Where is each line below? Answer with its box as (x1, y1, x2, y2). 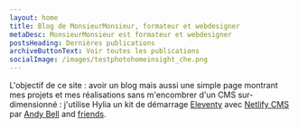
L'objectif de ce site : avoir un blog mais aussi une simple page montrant (9, 80, 278, 90)
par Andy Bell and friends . (9, 109, 107, 119)
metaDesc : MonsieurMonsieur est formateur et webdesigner (9, 30, 232, 39)
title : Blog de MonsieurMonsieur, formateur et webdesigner (9, 22, 241, 31)
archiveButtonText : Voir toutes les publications (9, 47, 200, 56)
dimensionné (9, 99, 58, 109)
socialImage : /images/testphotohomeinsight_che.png (9, 55, 208, 64)
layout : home (9, 13, 59, 23)
